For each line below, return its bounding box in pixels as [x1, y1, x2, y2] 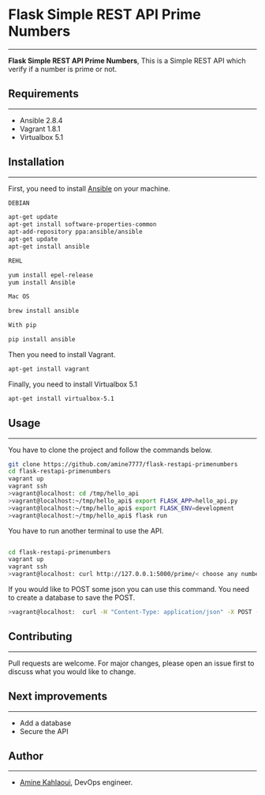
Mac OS [8, 292, 30, 301]
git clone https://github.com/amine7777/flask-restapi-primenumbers [8, 460, 238, 468]
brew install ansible [8, 307, 80, 315]
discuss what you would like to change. [8, 666, 136, 676]
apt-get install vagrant [8, 365, 90, 373]
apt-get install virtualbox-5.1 [8, 394, 114, 402]
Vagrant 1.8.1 [19, 124, 61, 134]
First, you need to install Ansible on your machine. [8, 183, 171, 193]
